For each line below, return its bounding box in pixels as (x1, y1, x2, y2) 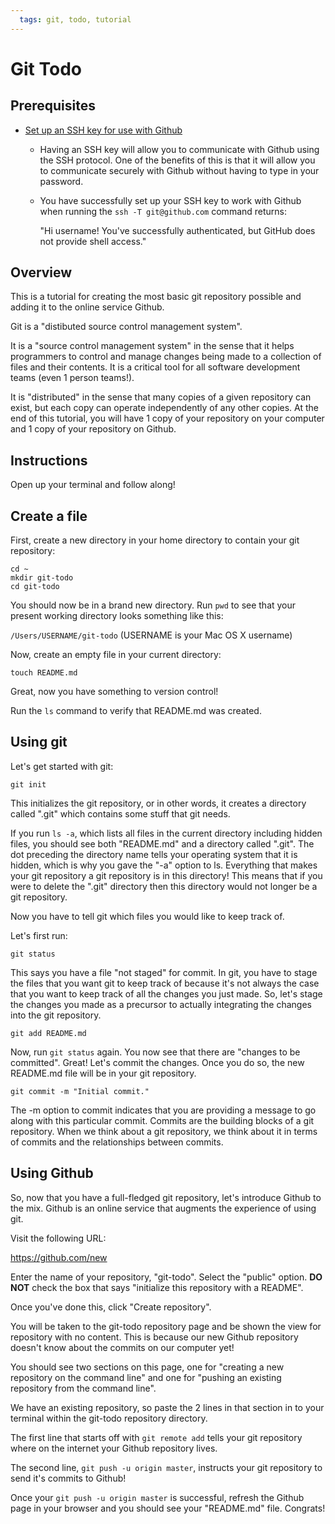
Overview (10, 264, 73, 281)
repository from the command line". (10, 1382, 157, 1394)
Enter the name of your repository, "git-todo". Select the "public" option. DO (10, 1271, 323, 1283)
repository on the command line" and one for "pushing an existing (10, 1371, 282, 1383)
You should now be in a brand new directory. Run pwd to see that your (10, 599, 297, 611)
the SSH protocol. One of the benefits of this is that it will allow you (39, 154, 316, 166)
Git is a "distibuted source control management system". (10, 321, 243, 333)
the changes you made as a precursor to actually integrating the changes (10, 998, 313, 1010)
